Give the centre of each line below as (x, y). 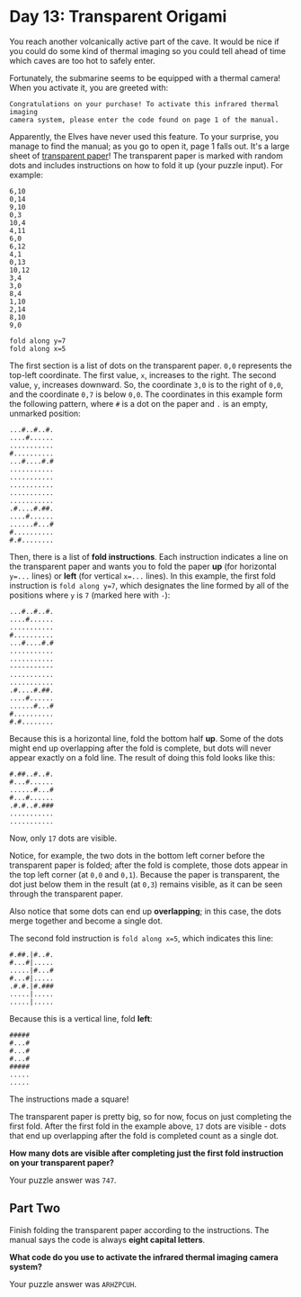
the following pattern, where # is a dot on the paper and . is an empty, (139, 403)
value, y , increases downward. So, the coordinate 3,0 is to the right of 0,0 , (146, 384)
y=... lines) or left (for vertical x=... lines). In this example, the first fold (142, 576)
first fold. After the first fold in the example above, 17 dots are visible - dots (148, 1126)
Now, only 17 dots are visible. (63, 838)
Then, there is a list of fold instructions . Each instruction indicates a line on (149, 556)
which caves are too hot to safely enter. (82, 60)
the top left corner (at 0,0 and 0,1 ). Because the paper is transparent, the (145, 874)
